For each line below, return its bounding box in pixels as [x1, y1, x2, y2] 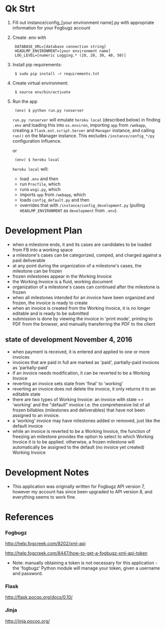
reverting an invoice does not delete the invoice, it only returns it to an [12, 386, 156, 392]
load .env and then [19, 176, 59, 182]
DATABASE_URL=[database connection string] [14, 44, 106, 49]
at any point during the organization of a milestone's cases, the [12, 262, 142, 268]
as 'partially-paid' [12, 365, 49, 371]
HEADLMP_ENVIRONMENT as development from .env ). [19, 208, 118, 213]
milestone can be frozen [12, 268, 62, 274]
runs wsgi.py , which [19, 186, 61, 192]
